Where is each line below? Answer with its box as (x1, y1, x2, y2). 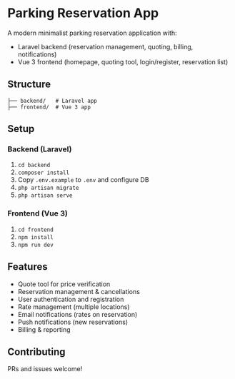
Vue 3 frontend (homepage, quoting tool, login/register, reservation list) (17, 57, 229, 66)
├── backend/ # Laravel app (7, 97, 98, 104)
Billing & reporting (17, 325, 71, 333)
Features (7, 261, 48, 273)
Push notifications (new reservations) (17, 318, 129, 326)
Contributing (7, 345, 66, 358)
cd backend (17, 162, 51, 169)
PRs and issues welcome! (7, 365, 83, 373)
